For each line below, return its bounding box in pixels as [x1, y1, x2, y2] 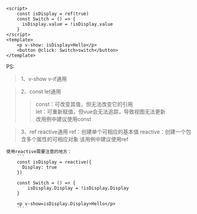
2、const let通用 [20, 88, 61, 95]
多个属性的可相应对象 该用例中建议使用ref [26, 136, 129, 142]
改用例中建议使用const [35, 116, 92, 122]
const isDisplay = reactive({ [17, 159, 92, 165]
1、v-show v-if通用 [20, 75, 67, 82]
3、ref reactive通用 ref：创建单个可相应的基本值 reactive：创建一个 [20, 128, 186, 135]
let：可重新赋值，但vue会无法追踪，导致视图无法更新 [35, 108, 166, 115]
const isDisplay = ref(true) [17, 11, 89, 17]
